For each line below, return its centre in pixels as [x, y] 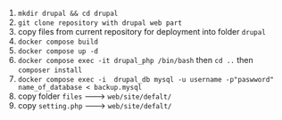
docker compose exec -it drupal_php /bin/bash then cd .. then [135, 60]
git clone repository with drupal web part [100, 23]
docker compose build [58, 42]
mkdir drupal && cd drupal [68, 13]
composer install [50, 70]
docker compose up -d [58, 52]
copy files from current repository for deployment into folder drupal [141, 32]
